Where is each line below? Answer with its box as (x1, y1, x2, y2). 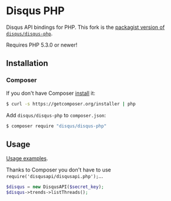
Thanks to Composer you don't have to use (6, 166, 111, 173)
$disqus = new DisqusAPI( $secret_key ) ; (6, 184, 104, 190)
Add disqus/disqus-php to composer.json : (6, 111, 106, 118)
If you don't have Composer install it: (6, 90, 96, 97)
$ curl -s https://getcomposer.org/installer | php (6, 101, 136, 107)
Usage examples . (6, 155, 48, 162)
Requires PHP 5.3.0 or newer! (6, 41, 78, 48)
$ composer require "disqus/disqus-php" (6, 123, 107, 129)
